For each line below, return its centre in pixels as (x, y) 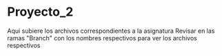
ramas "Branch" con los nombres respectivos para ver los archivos (102, 38)
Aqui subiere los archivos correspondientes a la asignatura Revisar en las (111, 31)
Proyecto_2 (40, 12)
